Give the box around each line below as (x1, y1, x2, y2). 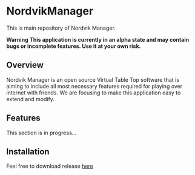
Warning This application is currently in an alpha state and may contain (6, 36, 190, 43)
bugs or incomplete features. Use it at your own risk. (6, 42, 141, 50)
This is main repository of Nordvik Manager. (6, 24, 116, 31)
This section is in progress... (6, 129, 77, 136)
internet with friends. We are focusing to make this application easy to (6, 89, 181, 96)
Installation (6, 147, 50, 157)
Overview (6, 60, 44, 70)
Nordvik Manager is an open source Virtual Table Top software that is (6, 76, 180, 83)
